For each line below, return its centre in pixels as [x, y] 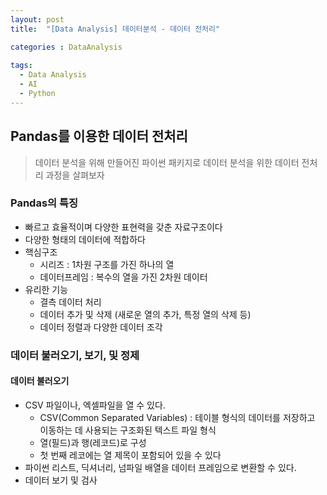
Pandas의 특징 [44, 203]
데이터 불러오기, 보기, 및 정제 [75, 355]
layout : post [37, 19]
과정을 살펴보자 [75, 175]
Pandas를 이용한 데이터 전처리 [99, 136]
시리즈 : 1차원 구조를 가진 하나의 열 [107, 264]
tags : [21, 66]
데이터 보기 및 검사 [61, 480]
